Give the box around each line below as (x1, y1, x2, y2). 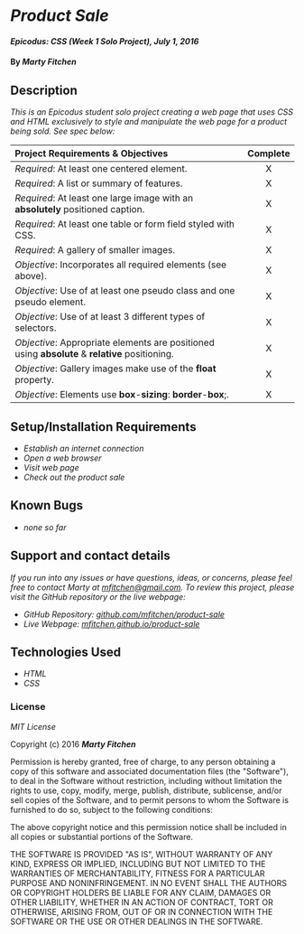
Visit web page (23, 462, 79, 472)
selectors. (14, 322, 57, 334)
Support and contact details (10, 548, 170, 564)
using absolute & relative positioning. (14, 348, 174, 360)
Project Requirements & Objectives (14, 147, 169, 160)
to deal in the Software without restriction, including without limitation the (10, 775, 282, 786)
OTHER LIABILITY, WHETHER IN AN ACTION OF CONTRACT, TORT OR (10, 896, 273, 908)
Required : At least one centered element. (14, 163, 188, 175)
